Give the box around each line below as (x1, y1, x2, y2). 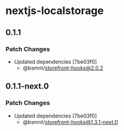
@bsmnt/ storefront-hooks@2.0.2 (22, 64, 103, 71)
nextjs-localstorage (5, 4, 104, 18)
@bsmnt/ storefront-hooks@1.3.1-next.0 (22, 118, 118, 125)
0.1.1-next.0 (5, 81, 49, 91)
